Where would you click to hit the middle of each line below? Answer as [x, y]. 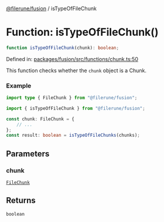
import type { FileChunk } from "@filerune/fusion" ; [72, 98]
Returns [21, 201]
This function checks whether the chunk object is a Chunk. [76, 70]
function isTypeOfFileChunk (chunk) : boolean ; [62, 48]
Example [19, 86]
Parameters [28, 154]
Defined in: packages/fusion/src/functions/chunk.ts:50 [72, 59]
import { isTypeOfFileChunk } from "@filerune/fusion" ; [76, 108]
